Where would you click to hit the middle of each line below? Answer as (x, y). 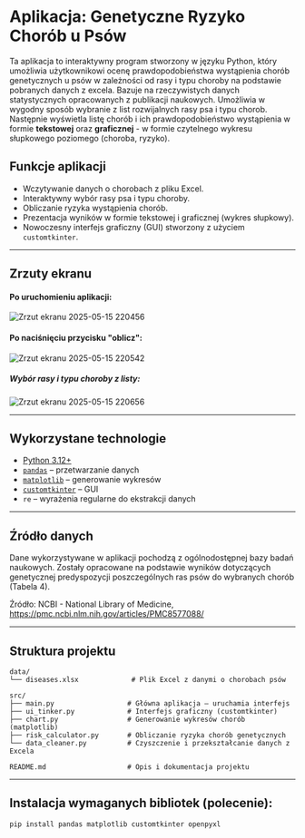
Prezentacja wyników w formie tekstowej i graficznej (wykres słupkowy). (158, 217)
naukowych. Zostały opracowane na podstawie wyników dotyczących (140, 568)
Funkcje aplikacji (58, 166)
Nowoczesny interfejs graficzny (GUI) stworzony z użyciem (133, 227)
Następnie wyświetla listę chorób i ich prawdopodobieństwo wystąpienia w (150, 119)
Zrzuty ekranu (51, 274)
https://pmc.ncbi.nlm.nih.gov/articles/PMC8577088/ (107, 614)
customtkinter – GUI (60, 489)
